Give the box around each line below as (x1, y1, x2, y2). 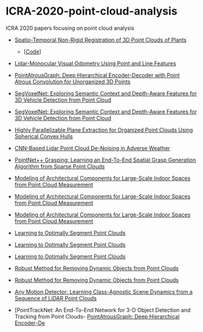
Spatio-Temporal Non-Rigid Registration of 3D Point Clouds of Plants (14, 36, 187, 43)
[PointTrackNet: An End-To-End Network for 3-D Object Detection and (14, 306, 191, 314)
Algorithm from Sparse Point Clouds (14, 162, 105, 170)
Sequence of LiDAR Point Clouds (14, 294, 97, 302)
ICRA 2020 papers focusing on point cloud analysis (5, 24, 135, 32)
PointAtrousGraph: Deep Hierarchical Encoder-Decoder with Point (14, 71, 180, 78)
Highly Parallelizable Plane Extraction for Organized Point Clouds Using (14, 126, 193, 133)
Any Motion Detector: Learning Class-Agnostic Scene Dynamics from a (14, 288, 193, 296)
